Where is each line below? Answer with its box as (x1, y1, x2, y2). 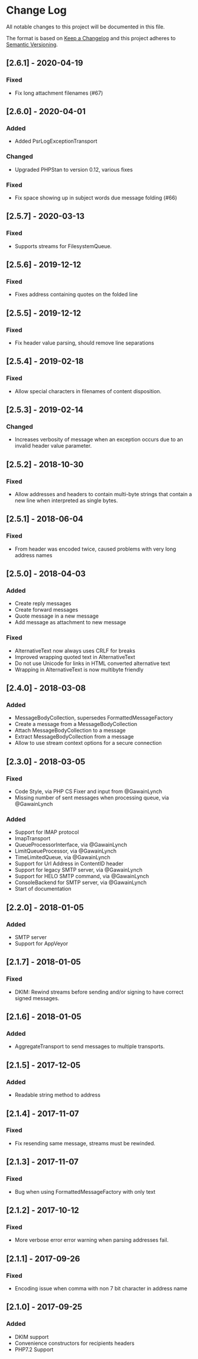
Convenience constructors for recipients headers (14, 1339, 135, 1347)
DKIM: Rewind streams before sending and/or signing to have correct (14, 988, 184, 995)
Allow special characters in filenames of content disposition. (14, 387, 161, 394)
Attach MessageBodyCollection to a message (14, 727, 126, 734)
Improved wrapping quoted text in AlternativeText (14, 653, 135, 660)
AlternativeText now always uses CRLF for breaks (14, 647, 136, 654)
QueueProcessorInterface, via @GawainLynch (14, 841, 127, 849)
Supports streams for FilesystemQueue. (14, 242, 112, 249)
